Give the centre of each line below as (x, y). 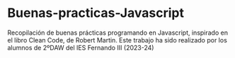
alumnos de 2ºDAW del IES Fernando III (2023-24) (81, 47)
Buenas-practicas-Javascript (96, 13)
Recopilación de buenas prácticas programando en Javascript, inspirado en (118, 33)
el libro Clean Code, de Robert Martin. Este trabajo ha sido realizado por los (117, 40)
